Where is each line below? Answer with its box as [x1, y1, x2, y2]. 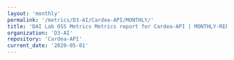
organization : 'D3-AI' [7, 29, 73, 37]
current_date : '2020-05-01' [7, 42, 89, 49]
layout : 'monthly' [7, 10, 61, 17]
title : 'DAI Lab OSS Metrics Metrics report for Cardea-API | [7, 23, 192, 30]
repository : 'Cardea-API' [7, 36, 82, 43]
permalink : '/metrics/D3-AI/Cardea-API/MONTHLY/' [7, 17, 155, 23]
